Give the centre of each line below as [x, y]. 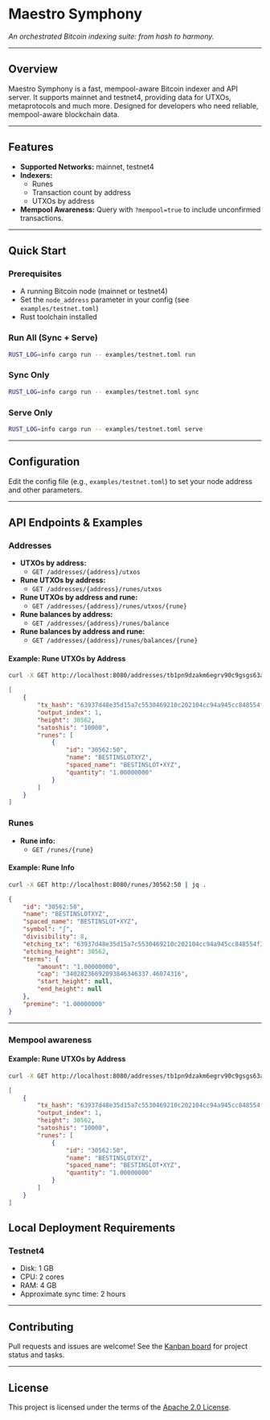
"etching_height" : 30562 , [66, 951]
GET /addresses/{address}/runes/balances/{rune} [115, 641]
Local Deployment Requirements [92, 1228]
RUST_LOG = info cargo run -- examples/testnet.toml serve [106, 429]
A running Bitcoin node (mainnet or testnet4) [94, 292]
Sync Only [29, 375]
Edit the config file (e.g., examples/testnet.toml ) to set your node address [131, 481]
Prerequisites [35, 273]
